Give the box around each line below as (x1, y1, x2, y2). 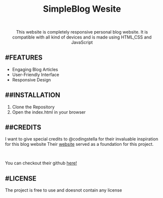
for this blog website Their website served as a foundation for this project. (5, 141, 154, 147)
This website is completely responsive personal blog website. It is (16, 29, 148, 35)
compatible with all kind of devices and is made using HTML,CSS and (12, 34, 152, 40)
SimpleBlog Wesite (43, 3, 121, 15)
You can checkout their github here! (5, 160, 77, 166)
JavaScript (71, 39, 93, 45)
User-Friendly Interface (12, 72, 60, 78)
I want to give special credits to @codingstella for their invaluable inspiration (5, 136, 159, 142)
